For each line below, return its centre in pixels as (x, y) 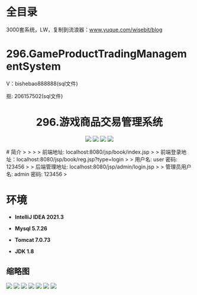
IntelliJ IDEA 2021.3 (39, 217)
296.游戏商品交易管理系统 (99, 122)
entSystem (33, 67)
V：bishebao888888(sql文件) (42, 83)
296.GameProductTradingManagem (97, 54)
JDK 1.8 (24, 251)
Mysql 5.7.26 (31, 228)
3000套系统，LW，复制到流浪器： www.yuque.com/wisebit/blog (84, 30)
